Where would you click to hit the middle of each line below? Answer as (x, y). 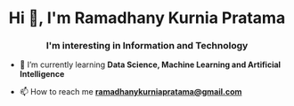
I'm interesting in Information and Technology (147, 46)
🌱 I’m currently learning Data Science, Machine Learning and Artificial (150, 64)
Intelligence (42, 74)
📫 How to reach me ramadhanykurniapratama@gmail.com (131, 92)
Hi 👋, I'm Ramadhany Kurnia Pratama (147, 18)
